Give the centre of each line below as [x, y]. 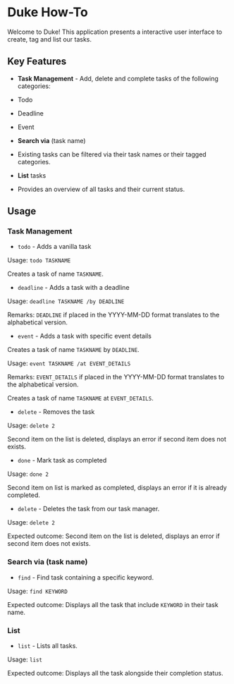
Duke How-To [48, 12]
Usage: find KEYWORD [38, 591]
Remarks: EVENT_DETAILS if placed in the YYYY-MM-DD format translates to [116, 377]
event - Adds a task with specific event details [84, 336]
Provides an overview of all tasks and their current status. [101, 189]
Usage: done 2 [28, 474]
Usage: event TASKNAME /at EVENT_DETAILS [69, 363]
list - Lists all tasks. [47, 646]
